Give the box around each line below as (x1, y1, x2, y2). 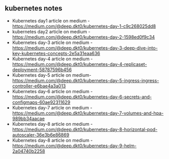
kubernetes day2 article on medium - (12, 28, 90, 35)
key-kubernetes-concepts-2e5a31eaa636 (12, 50, 101, 56)
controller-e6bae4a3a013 (12, 83, 66, 89)
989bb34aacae (12, 115, 45, 122)
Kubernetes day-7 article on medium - (12, 104, 92, 110)
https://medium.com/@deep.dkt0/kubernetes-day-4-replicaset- (12, 61, 148, 67)
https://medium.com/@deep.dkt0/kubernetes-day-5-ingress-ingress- (12, 77, 159, 83)
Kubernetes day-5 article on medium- (12, 72, 91, 78)
